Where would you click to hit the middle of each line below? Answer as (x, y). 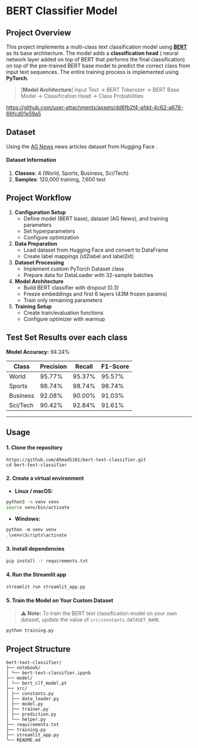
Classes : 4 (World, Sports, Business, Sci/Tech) (72, 173)
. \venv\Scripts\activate (37, 535)
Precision (53, 366)
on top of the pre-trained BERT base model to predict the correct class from (98, 66)
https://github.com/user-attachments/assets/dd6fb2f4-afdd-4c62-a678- (95, 107)
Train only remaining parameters (63, 300)
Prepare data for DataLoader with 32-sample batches (88, 275)
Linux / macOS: (34, 491)
